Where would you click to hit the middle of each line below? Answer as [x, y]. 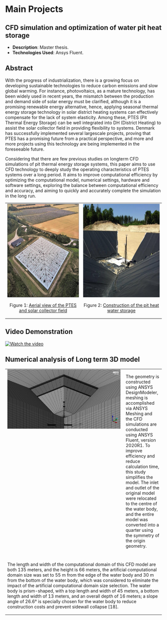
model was [137, 520]
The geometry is [143, 377]
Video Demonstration [39, 332]
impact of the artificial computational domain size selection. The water [79, 585]
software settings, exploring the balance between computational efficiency [82, 185]
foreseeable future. [25, 149]
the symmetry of [143, 536]
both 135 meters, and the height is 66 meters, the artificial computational [82, 570]
